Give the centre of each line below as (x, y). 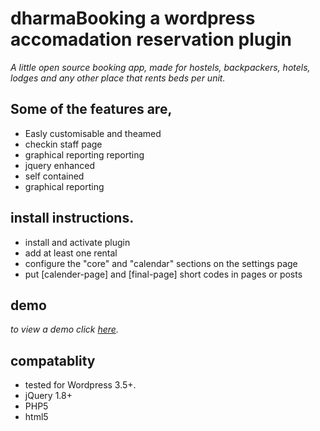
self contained (54, 176)
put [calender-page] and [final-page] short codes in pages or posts (163, 274)
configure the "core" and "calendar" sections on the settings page (161, 263)
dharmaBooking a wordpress (133, 18)
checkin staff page (63, 144)
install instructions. (72, 218)
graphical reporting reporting (84, 154)
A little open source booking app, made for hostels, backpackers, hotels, (160, 67)
